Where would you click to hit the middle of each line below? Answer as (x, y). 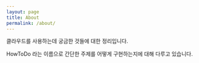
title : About (23, 18)
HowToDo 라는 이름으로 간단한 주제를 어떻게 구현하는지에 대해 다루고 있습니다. (100, 54)
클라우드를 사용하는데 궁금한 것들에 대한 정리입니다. (67, 41)
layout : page (23, 12)
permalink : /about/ (31, 23)
